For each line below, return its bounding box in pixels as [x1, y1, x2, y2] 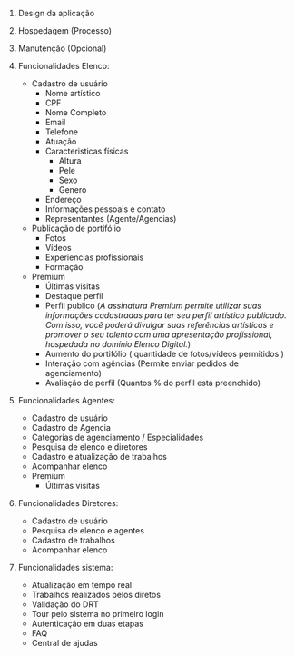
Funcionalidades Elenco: [17, 61, 110, 71]
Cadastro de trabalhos [31, 535, 115, 545]
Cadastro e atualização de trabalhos [31, 452, 168, 462]
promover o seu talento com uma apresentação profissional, [44, 329, 273, 340]
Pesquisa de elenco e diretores [31, 442, 148, 453]
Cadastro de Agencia [31, 423, 112, 433]
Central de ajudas [31, 638, 98, 648]
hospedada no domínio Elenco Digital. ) [44, 339, 192, 349]
